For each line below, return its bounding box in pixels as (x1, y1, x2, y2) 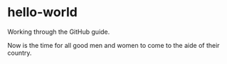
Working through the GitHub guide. (7, 27, 110, 36)
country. (7, 49, 32, 57)
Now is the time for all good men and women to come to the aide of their (7, 41, 220, 49)
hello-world (7, 4, 78, 20)
